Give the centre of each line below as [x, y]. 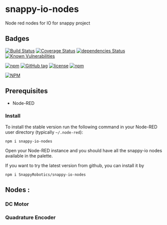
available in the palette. [29, 156]
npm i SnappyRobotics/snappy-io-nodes [45, 175]
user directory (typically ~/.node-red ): [44, 132]
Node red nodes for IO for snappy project [48, 23]
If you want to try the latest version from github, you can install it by [75, 165]
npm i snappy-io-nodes [29, 141]
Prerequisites [26, 91]
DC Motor [17, 204]
